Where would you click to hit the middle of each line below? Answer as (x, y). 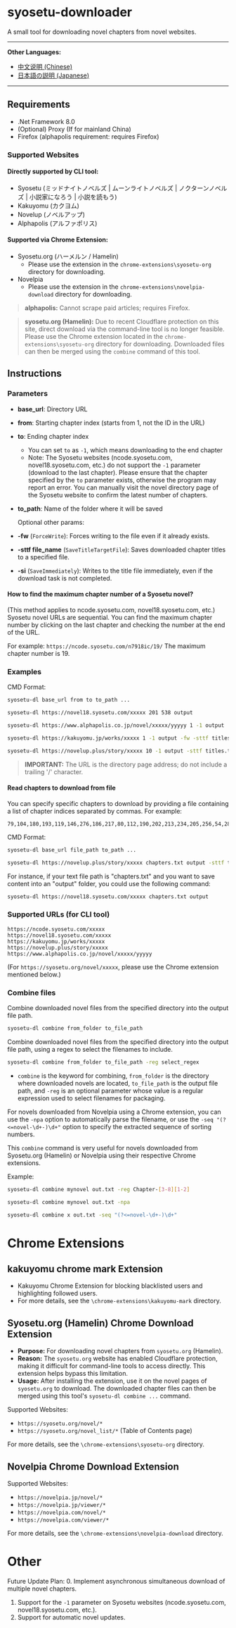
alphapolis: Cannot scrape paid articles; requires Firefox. (107, 308)
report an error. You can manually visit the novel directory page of (123, 487)
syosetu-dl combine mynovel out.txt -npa (69, 1202)
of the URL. (24, 632)
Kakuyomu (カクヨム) (48, 206)
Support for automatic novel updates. (71, 1617)
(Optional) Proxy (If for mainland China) (74, 129)
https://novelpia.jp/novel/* (60, 1498)
